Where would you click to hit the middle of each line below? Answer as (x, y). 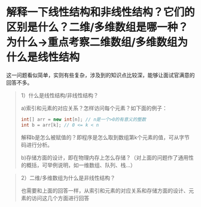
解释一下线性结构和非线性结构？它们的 (101, 12)
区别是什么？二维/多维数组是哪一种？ (97, 27)
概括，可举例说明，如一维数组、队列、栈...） (81, 165)
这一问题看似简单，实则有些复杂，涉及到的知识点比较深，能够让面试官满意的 (100, 75)
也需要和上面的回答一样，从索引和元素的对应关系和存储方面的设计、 (105, 190)
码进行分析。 (36, 145)
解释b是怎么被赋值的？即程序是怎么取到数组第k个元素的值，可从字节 (105, 137)
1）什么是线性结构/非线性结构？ (60, 95)
